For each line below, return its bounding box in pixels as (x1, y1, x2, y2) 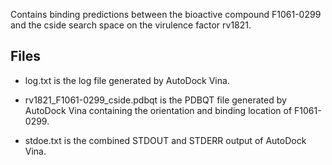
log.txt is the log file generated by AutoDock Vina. (24, 74, 230, 86)
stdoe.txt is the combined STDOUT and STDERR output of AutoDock (24, 134, 307, 146)
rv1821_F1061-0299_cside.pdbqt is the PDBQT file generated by (24, 94, 287, 106)
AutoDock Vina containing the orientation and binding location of (24, 104, 293, 116)
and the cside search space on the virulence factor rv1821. (10, 19, 252, 31)
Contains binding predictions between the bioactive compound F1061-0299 (10, 9, 322, 20)
